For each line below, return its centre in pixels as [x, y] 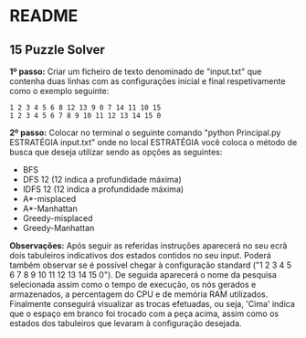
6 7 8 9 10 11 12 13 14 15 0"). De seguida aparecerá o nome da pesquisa [143, 275]
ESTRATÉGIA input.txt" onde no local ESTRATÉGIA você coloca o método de [153, 142]
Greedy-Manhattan [58, 228]
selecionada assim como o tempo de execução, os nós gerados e [133, 285]
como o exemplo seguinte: [59, 91]
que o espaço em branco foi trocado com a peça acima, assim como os [144, 313]
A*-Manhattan [50, 208]
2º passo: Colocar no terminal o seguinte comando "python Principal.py [145, 132]
